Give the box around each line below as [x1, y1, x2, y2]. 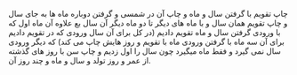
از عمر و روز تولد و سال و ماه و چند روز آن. [8, 56, 152, 65]
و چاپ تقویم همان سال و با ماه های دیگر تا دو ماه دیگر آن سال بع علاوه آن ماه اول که [8, 18, 288, 28]
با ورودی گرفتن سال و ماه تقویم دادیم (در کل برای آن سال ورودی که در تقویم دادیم [8, 27, 281, 37]
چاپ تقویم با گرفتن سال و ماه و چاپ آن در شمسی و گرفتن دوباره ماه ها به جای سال [8, 9, 288, 19]
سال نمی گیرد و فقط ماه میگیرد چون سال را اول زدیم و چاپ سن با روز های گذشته [8, 46, 281, 56]
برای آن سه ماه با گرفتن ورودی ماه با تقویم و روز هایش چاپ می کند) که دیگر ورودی [8, 36, 285, 47]
